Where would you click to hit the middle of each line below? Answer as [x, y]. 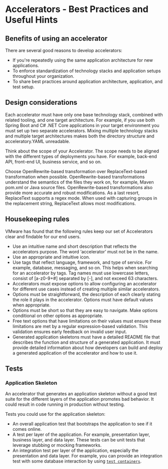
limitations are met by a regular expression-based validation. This [80, 326]
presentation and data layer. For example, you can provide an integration [87, 456]
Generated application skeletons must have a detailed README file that [86, 337]
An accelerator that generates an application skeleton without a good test [81, 394]
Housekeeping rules [37, 219]
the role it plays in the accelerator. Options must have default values [83, 299]
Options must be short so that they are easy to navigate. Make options [85, 310]
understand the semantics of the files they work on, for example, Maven [79, 182]
